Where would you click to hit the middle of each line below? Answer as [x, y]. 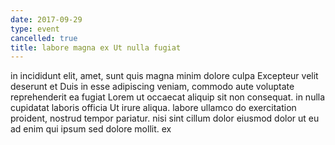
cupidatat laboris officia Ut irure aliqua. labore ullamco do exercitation [153, 108]
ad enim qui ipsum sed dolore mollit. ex [91, 129]
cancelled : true [44, 38]
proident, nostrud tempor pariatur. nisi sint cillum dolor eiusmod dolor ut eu [165, 118]
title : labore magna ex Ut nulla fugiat [96, 47]
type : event [35, 29]
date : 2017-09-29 [46, 19]
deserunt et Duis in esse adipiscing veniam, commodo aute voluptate [152, 87]
